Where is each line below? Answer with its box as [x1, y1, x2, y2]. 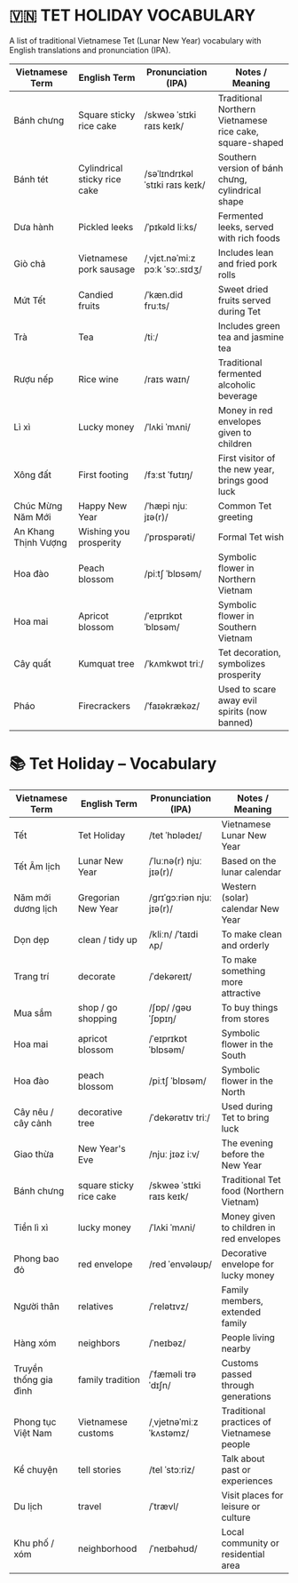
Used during [221, 1099, 273, 1112]
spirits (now [217, 705, 268, 717]
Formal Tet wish [217, 531, 285, 543]
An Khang [13, 525, 55, 538]
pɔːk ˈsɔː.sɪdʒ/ [144, 263, 202, 276]
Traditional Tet [221, 1173, 281, 1186]
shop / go [77, 1001, 118, 1013]
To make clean [221, 928, 282, 940]
